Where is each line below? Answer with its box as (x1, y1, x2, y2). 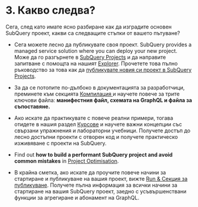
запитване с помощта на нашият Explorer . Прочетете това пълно (14, 60, 178, 67)
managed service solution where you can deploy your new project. (14, 47, 178, 54)
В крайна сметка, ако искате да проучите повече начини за (14, 168, 167, 176)
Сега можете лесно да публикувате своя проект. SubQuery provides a (14, 41, 192, 48)
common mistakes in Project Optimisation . (14, 157, 119, 164)
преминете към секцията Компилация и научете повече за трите (14, 90, 180, 97)
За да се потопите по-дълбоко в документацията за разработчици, (14, 84, 185, 91)
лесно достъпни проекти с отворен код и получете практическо (14, 133, 178, 140)
